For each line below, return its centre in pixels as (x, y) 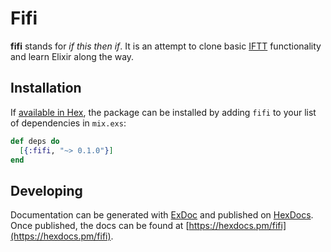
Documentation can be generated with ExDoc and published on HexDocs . (162, 215)
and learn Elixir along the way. (72, 56)
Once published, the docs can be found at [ (100, 226)
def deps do (35, 141)
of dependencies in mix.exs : (68, 123)
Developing (46, 190)
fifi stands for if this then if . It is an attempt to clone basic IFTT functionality (166, 46)
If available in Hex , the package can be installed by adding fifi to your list (163, 112)
